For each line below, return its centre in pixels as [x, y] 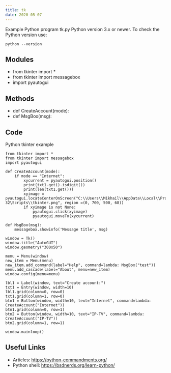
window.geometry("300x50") [34, 247]
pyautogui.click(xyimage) [60, 212]
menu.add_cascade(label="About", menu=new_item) [58, 269]
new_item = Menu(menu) [29, 261]
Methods [20, 98]
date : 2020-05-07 [24, 15]
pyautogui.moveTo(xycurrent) [63, 216]
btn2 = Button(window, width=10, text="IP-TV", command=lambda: [75, 314]
